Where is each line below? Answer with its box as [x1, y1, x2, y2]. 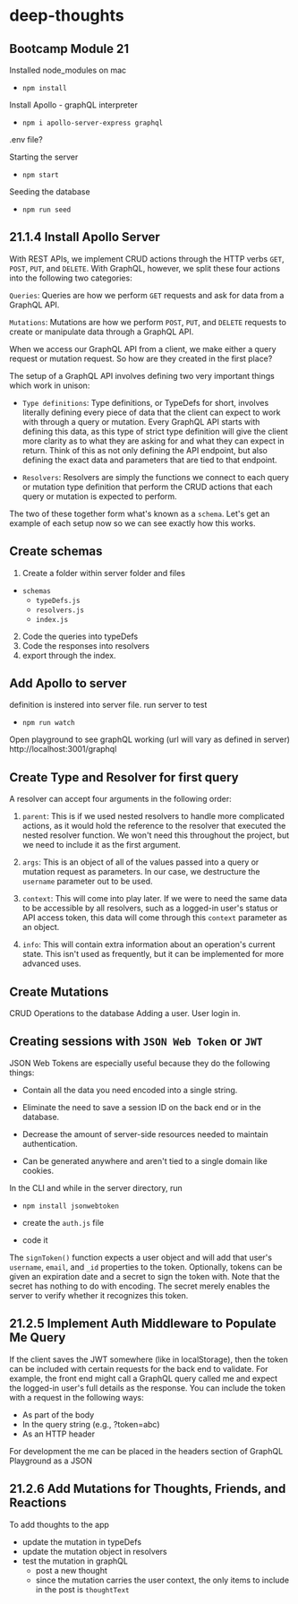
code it [21, 1234, 48, 1246]
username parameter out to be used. [21, 875, 154, 887]
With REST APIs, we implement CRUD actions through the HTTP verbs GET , [9, 253, 285, 264]
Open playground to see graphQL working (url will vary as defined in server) [9, 734, 291, 745]
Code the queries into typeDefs [21, 631, 139, 642]
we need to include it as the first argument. [21, 840, 181, 850]
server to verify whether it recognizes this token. [9, 1289, 189, 1300]
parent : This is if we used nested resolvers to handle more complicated [21, 811, 285, 822]
